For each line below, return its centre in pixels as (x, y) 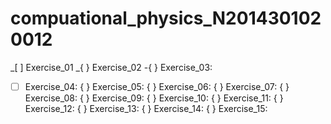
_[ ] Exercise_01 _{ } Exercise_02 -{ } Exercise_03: (111, 67)
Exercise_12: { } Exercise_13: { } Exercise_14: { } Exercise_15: (146, 108)
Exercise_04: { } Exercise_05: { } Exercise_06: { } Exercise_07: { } (157, 86)
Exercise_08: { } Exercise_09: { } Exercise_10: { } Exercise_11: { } (154, 98)
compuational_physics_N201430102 (166, 18)
